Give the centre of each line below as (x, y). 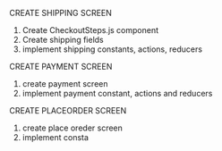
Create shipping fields (63, 40)
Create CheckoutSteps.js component (90, 30)
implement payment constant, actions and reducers (117, 93)
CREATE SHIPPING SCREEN (60, 13)
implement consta (55, 137)
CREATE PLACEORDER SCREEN (68, 110)
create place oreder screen (73, 128)
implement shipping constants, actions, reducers (112, 49)
